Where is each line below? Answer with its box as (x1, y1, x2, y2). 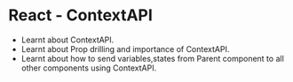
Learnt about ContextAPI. (20, 34, 115, 45)
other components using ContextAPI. (20, 63, 157, 73)
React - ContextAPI (8, 5, 153, 26)
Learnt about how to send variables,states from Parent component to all (20, 53, 285, 63)
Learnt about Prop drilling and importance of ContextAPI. (20, 43, 230, 54)
